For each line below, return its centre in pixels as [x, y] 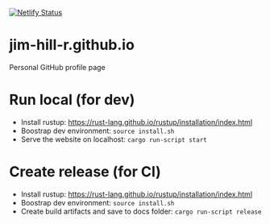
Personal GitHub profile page [57, 67]
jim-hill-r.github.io [72, 45]
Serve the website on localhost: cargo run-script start [114, 139]
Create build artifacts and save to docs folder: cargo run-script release [141, 211]
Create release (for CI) [85, 172]
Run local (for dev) [72, 100]
